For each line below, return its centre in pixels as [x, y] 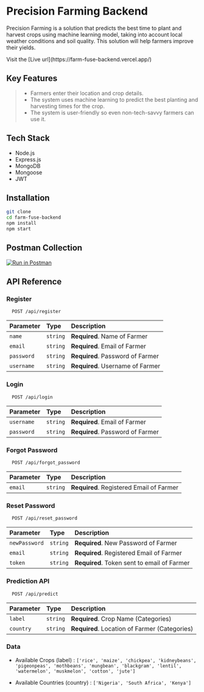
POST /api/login [32, 397]
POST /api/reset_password [45, 518]
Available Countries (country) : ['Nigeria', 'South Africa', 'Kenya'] [103, 682]
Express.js [28, 159]
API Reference [34, 282]
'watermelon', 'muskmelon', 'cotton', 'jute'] [75, 671]
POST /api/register [37, 312]
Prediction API [28, 581]
